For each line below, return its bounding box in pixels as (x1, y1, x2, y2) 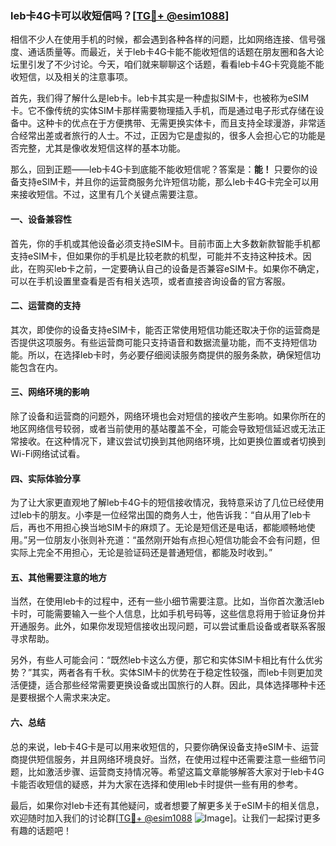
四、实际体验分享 (10, 472, 81, 484)
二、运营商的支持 (10, 300, 81, 312)
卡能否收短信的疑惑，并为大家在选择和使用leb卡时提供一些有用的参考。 (10, 778, 304, 790)
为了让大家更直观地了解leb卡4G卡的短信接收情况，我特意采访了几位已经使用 (10, 497, 325, 509)
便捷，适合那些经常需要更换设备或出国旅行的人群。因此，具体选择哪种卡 (18, 679, 317, 691)
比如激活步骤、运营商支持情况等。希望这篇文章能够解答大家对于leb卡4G (27, 765, 325, 777)
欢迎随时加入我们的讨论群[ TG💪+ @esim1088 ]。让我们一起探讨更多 (10, 812, 322, 824)
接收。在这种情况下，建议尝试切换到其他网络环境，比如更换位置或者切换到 (18, 435, 326, 447)
